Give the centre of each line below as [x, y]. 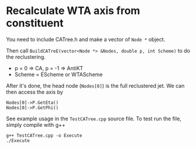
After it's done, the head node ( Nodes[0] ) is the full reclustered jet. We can [95, 85]
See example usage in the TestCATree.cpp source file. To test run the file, [94, 119]
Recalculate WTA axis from [73, 11]
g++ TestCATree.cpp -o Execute [44, 136]
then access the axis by [35, 92]
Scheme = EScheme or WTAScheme [59, 74]
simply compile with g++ [36, 124]
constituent [35, 23]
